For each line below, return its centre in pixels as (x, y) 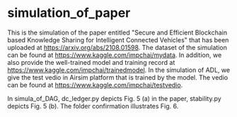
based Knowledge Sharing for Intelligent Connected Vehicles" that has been (118, 39)
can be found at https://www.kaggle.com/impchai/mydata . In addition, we (115, 55)
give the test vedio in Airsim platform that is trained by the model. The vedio (118, 77)
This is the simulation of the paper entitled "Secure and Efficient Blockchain (117, 32)
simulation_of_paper (69, 13)
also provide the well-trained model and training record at (91, 62)
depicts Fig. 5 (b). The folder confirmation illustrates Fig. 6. (93, 106)
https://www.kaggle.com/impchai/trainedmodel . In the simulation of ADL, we (119, 70)
